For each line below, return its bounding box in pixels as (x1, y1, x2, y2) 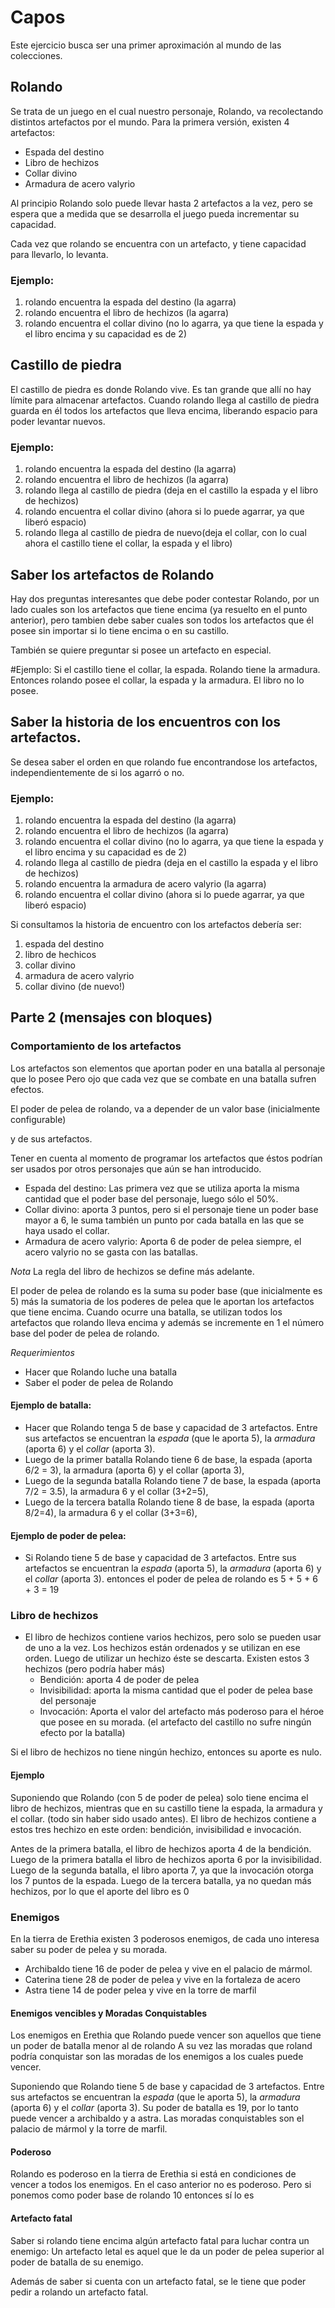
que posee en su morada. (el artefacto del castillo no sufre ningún (39, 1716, 312, 1728)
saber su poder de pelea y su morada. (10, 1943, 168, 1955)
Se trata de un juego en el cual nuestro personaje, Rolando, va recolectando (10, 105, 324, 117)
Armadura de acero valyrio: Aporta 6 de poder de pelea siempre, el (24, 1235, 302, 1247)
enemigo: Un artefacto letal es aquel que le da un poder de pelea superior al (10, 2245, 325, 2257)
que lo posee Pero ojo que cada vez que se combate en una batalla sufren (10, 1072, 317, 1085)
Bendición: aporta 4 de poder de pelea (39, 1674, 200, 1686)
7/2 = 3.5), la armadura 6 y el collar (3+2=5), (24, 1485, 209, 1497)
